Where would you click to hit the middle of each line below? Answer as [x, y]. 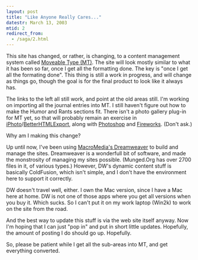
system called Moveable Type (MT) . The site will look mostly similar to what [98, 62]
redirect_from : [25, 34]
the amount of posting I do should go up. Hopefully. [69, 233]
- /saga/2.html [30, 39]
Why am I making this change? [43, 136]
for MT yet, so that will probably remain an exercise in [72, 118]
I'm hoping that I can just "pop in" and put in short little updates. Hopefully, [97, 227]
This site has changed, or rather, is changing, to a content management [93, 56]
